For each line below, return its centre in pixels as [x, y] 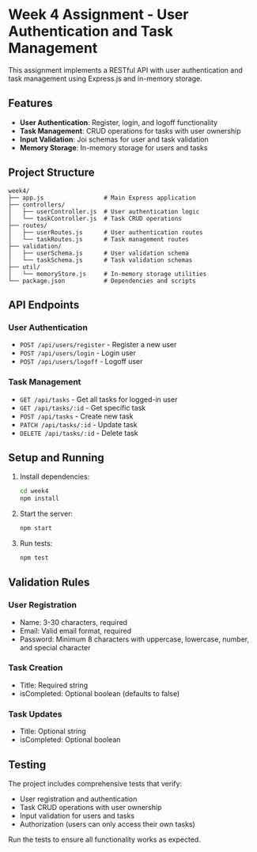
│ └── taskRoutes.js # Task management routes [99, 239]
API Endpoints [44, 305]
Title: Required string [54, 685]
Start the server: [46, 514]
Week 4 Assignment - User [98, 15]
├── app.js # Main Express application [102, 198]
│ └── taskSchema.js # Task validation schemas [100, 260]
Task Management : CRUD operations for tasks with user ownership [130, 131]
